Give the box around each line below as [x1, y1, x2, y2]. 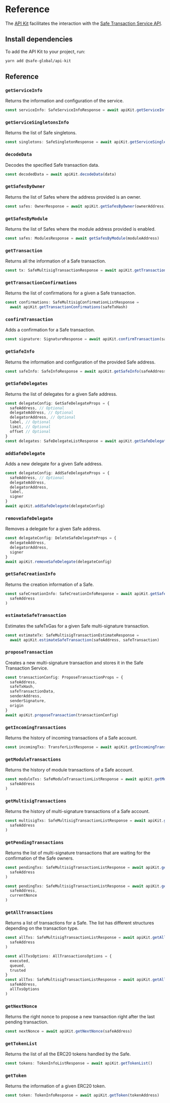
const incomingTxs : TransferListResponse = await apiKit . [5, 744, 130, 750]
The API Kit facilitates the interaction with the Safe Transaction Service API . [5, 20, 162, 26]
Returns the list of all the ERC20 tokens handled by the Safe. [5, 1051, 131, 1057]
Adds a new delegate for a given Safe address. [5, 460, 103, 467]
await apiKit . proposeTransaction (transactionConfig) [5, 712, 119, 718]
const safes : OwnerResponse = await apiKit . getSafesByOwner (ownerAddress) [5, 204, 166, 209]
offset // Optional [10, 429, 51, 434]
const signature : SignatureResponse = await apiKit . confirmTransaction [5, 337, 159, 342]
